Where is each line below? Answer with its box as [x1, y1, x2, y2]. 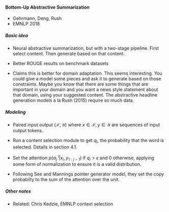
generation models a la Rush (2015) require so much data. [12, 97, 134, 104]
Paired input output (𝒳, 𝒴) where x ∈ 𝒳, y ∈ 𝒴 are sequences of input [12, 122, 160, 128]
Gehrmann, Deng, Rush [12, 15, 62, 21]
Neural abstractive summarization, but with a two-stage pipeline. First [12, 45, 159, 51]
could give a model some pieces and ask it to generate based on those [12, 76, 161, 82]
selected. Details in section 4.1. [12, 144, 77, 150]
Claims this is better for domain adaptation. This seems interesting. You [12, 70, 162, 76]
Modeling [5, 109, 26, 115]
